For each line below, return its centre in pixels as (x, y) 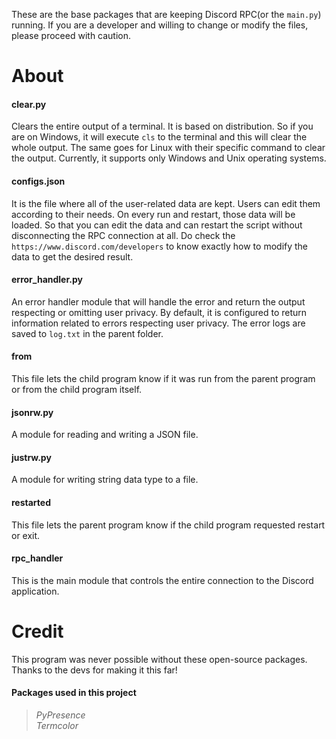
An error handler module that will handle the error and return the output (158, 301)
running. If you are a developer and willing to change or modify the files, (160, 25)
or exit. (26, 535)
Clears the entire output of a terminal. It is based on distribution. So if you (162, 126)
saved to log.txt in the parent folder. (87, 333)
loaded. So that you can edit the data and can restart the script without (157, 225)
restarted (31, 502)
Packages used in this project (74, 693)
